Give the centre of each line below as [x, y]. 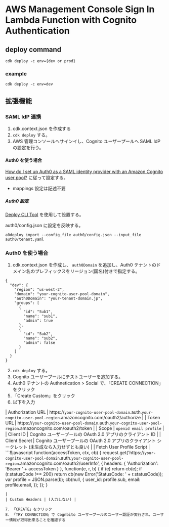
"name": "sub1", [40, 316]
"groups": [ [27, 303]
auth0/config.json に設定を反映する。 [44, 226]
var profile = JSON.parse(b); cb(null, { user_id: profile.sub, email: [73, 479]
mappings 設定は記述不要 [39, 189]
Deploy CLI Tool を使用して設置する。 [45, 215]
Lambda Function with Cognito [71, 20]
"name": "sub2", [40, 338]
